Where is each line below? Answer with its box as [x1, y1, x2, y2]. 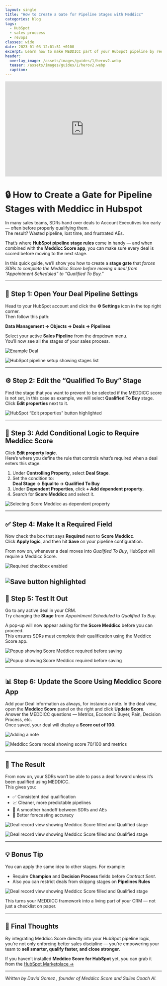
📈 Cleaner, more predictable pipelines [12, 799, 91, 805]
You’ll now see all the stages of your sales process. [5, 338, 110, 344]
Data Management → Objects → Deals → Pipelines [5, 323, 111, 329]
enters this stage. [5, 461, 41, 467]
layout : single [5, 7, 37, 12]
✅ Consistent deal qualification [12, 793, 76, 799]
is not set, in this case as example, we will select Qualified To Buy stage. [5, 395, 154, 401]
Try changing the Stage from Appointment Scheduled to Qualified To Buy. [5, 613, 157, 619]
